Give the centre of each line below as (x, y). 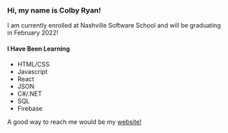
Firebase (30, 108)
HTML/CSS (33, 64)
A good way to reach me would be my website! (74, 122)
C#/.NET (30, 94)
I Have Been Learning (39, 48)
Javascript (32, 71)
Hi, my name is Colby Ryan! (54, 10)
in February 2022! (33, 33)
